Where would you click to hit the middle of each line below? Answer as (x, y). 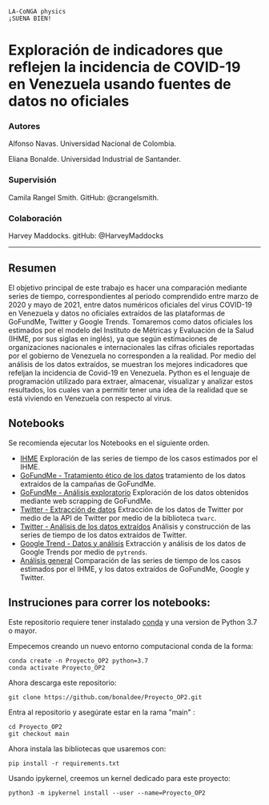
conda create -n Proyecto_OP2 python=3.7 (78, 661)
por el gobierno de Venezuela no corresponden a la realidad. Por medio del (132, 356)
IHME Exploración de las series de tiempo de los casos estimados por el (139, 458)
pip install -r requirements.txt (64, 763)
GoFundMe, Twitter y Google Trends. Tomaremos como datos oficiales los (131, 321)
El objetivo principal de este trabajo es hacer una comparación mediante (128, 288)
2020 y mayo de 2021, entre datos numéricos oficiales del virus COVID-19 (130, 304)
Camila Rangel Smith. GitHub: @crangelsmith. (84, 197)
